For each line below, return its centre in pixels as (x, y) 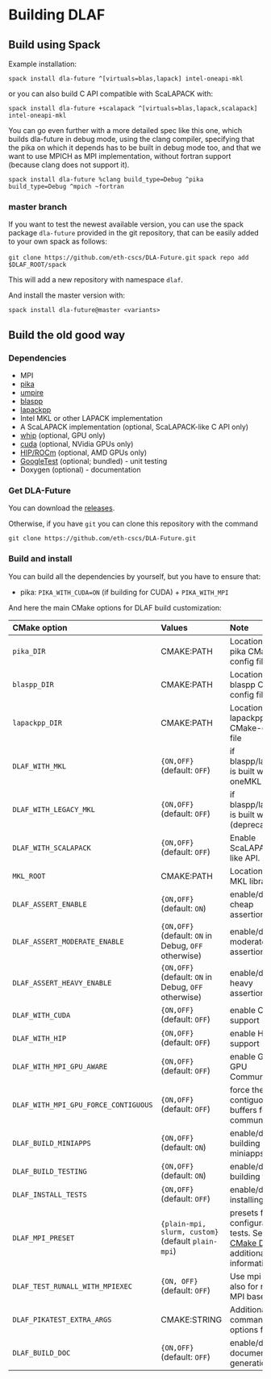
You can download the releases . (62, 508)
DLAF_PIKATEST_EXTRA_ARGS (62, 1319)
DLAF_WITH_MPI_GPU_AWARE (60, 1067)
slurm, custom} (190, 1232)
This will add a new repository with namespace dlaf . (96, 280)
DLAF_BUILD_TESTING (50, 1171)
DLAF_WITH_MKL (40, 766)
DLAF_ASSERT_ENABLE (50, 904)
